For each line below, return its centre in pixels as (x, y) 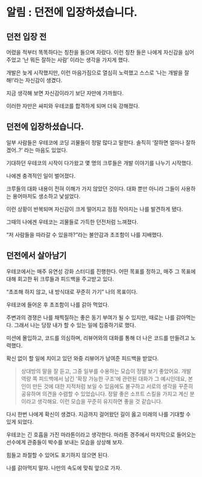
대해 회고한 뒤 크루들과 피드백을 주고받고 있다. (60, 279)
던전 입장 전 (27, 37)
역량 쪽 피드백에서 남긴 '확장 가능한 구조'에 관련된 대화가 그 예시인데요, (104, 378)
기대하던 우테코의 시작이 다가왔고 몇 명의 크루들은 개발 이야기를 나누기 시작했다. (99, 163)
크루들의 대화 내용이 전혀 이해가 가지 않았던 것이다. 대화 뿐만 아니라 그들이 (93, 189)
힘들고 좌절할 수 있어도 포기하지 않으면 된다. (58, 455)
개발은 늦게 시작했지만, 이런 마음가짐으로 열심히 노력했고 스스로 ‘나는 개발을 (95, 73)
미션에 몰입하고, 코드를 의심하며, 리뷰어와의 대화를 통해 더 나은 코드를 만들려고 (98, 338)
